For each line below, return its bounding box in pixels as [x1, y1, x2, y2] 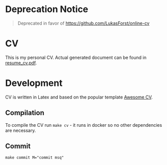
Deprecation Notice [5, 4, 89, 15]
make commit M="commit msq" [5, 155, 64, 160]
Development [5, 77, 63, 89]
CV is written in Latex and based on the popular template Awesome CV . [5, 94, 153, 100]
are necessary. [5, 127, 36, 133]
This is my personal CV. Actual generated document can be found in [5, 54, 147, 60]
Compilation [5, 109, 44, 117]
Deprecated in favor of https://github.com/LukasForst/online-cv [17, 20, 150, 26]
